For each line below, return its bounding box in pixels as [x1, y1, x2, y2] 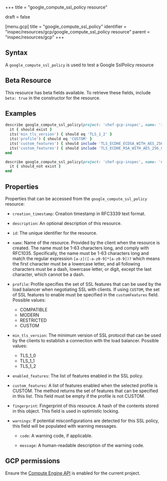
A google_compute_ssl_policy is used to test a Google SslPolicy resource [5, 62, 154, 68]
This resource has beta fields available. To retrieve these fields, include [5, 89, 151, 95]
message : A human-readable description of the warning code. [19, 443, 145, 448]
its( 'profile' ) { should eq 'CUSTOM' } [9, 137, 92, 142]
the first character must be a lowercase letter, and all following [12, 261, 141, 266]
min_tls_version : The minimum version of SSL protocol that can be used [12, 332, 162, 338]
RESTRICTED [19, 317, 47, 323]
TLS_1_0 [19, 353, 36, 358]
